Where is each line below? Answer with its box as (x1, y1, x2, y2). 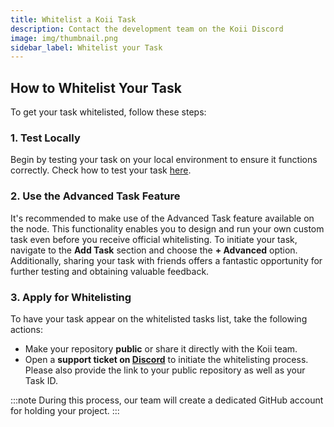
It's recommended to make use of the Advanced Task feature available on (10, 212, 315, 224)
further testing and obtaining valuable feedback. (10, 265, 210, 277)
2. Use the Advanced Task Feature (10, 189, 181, 203)
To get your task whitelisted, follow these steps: (10, 106, 207, 118)
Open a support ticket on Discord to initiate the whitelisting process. (24, 353, 309, 365)
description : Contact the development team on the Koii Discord (10, 24, 284, 34)
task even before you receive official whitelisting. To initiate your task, (10, 233, 298, 245)
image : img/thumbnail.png (10, 33, 118, 43)
